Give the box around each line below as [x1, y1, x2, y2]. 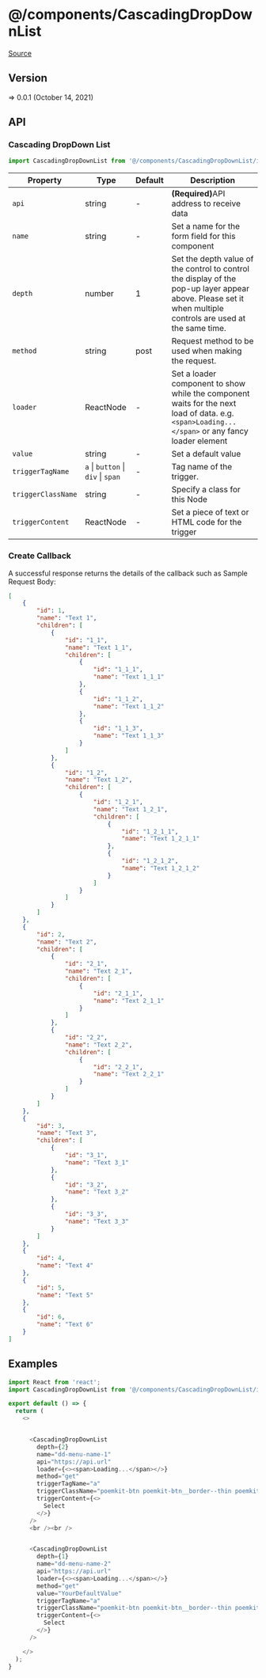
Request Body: [8, 576, 56, 587]
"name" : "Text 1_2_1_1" [121, 835, 200, 843]
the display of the [171, 273, 236, 284]
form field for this [171, 231, 236, 242]
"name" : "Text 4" [36, 1262, 93, 1270]
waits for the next [171, 398, 237, 409]
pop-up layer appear [171, 283, 250, 294]
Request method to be [171, 336, 254, 347]
